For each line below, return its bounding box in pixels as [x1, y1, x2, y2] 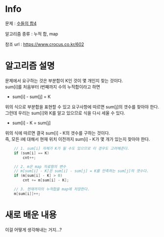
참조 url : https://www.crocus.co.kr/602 [5, 41, 84, 47]
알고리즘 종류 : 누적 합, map [5, 31, 58, 36]
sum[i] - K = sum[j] [12, 120, 51, 126]
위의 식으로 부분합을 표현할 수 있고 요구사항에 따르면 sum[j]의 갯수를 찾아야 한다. [5, 103, 160, 109]
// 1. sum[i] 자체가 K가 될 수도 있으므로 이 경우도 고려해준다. [14, 146, 130, 151]
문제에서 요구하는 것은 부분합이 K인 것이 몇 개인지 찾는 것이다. [5, 77, 123, 83]
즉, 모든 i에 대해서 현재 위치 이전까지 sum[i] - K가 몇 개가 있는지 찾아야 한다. [5, 136, 150, 142]
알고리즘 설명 [5, 61, 55, 72]
